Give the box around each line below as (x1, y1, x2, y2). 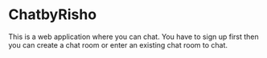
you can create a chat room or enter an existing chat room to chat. (8, 40, 228, 49)
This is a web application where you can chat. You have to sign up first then (8, 32, 259, 41)
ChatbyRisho (8, 6, 97, 24)
